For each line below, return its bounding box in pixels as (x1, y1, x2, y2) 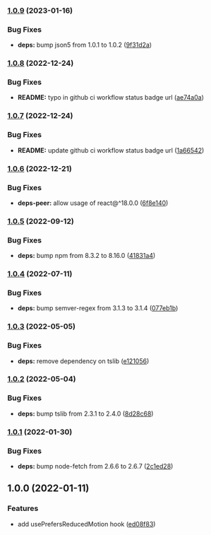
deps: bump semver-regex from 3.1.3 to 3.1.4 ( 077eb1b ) (17, 304, 179, 312)
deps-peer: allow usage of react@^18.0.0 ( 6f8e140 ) (17, 199, 169, 207)
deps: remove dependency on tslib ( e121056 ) (17, 356, 150, 365)
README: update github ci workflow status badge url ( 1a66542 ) (17, 146, 205, 154)
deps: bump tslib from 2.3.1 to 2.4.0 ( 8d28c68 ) (17, 409, 154, 418)
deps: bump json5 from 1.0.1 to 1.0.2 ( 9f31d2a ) (17, 41, 152, 49)
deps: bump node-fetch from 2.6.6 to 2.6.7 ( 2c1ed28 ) (17, 461, 174, 470)
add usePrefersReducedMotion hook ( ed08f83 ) (17, 519, 156, 528)
